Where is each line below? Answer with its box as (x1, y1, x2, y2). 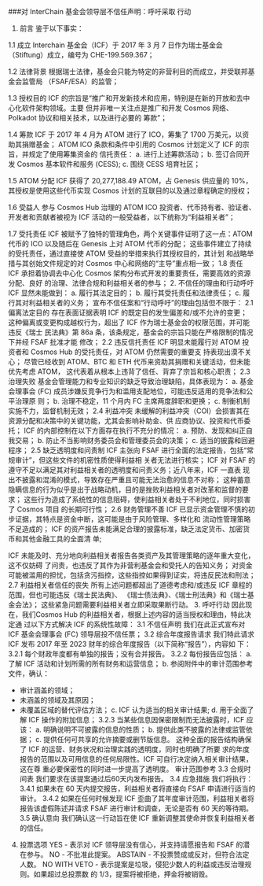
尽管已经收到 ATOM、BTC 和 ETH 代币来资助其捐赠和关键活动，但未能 (23, 357, 251, 366)
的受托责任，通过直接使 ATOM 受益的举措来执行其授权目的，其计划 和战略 (8, 249, 247, 258)
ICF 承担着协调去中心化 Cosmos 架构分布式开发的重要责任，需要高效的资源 (8, 268, 251, 278)
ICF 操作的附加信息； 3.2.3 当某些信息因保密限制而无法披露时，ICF (28, 715, 245, 724)
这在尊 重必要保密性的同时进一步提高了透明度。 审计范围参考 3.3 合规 (19, 764, 245, 773)
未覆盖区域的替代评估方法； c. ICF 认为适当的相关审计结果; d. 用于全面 (19, 705, 247, 714)
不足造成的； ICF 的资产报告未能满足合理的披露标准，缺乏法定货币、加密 (8, 524, 243, 533)
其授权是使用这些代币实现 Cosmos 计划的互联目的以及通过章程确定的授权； (8, 186, 252, 195)
